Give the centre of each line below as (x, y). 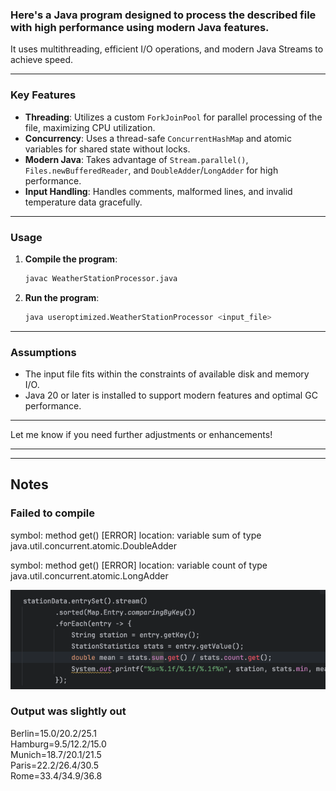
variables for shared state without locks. (107, 149)
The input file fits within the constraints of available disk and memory (167, 374)
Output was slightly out (68, 711)
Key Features (43, 95)
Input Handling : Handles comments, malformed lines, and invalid (158, 191)
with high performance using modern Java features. (140, 27)
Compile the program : (71, 259)
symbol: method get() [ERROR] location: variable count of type (139, 565)
